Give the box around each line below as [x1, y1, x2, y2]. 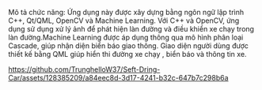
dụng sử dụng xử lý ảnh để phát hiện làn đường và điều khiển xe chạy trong [8, 24, 255, 33]
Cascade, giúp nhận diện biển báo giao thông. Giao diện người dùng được [8, 41, 249, 51]
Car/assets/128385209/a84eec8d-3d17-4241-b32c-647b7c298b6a [8, 73, 229, 82]
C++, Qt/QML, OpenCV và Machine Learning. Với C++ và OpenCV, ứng [8, 16, 240, 25]
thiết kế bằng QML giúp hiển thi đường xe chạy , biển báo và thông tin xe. [8, 50, 247, 58]
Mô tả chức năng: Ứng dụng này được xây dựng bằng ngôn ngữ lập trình [8, 8, 245, 17]
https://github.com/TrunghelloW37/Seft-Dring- [8, 65, 161, 74]
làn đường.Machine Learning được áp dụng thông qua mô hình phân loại [8, 32, 244, 42]
